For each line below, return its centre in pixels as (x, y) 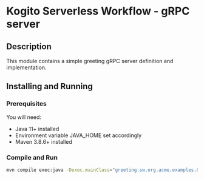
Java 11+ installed (37, 129)
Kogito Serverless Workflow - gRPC (98, 11)
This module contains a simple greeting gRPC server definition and (90, 61)
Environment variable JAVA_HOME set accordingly (78, 135)
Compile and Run (32, 157)
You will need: (24, 117)
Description (29, 46)
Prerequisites (26, 104)
